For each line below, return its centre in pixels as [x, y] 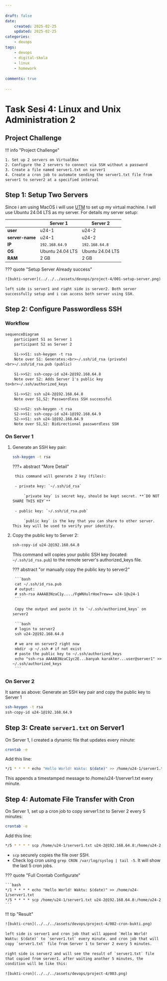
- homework [25, 68]
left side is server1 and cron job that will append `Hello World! [77, 934]
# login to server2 [35, 629]
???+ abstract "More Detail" [41, 466]
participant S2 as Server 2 [43, 344]
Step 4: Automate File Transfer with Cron [70, 799]
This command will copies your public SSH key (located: [70, 554]
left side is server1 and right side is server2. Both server [71, 289]
